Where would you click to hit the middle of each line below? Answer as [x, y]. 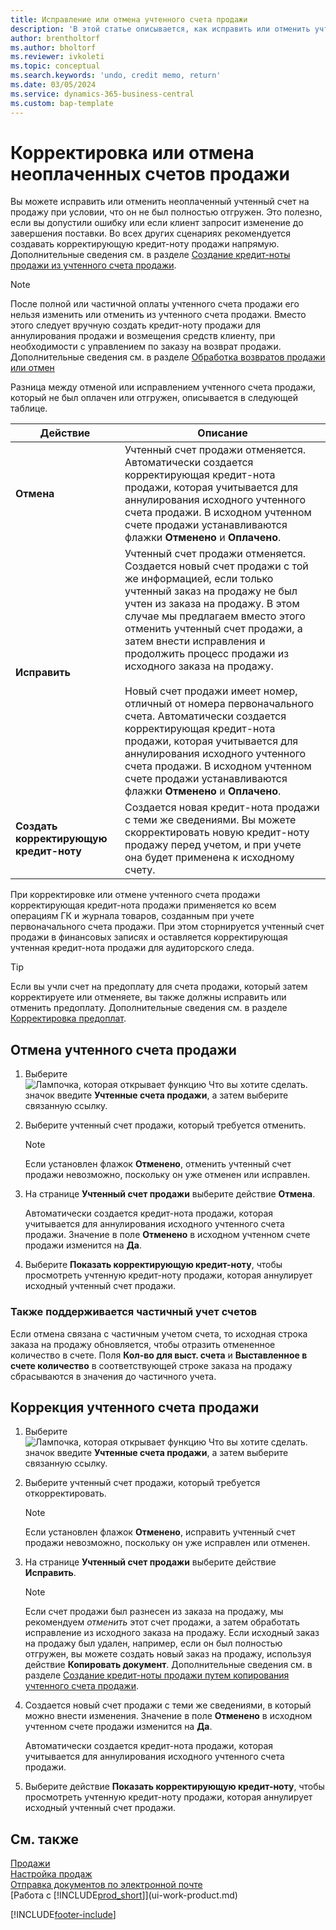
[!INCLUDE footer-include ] [63, 1915]
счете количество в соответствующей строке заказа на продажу [151, 1365]
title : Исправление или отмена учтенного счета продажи [129, 19]
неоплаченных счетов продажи [150, 173]
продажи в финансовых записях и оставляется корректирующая [149, 937]
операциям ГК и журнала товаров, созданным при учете [132, 916]
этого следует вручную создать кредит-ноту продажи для [136, 325]
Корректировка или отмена [132, 152]
